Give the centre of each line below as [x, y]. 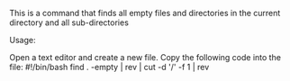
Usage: [23, 40]
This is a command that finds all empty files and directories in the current [145, 13]
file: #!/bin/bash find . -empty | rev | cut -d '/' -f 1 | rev [109, 67]
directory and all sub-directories [69, 22]
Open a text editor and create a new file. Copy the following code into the [145, 57]
